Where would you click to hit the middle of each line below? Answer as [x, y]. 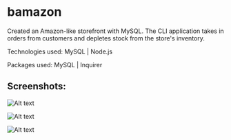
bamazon [34, 12]
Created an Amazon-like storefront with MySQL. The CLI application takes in [115, 31]
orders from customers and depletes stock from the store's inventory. [106, 38]
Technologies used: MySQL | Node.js [60, 51]
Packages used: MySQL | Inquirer [55, 65]
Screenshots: [37, 86]
